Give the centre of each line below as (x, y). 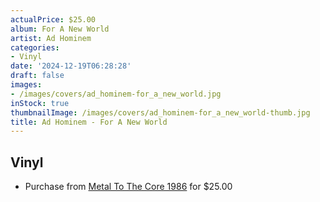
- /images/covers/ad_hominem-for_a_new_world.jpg (116, 94)
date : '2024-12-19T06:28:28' (71, 66)
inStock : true (40, 103)
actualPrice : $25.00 (53, 19)
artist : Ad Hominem (51, 38)
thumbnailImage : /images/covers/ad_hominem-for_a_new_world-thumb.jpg (160, 112)
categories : (35, 47)
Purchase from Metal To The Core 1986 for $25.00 (128, 187)
